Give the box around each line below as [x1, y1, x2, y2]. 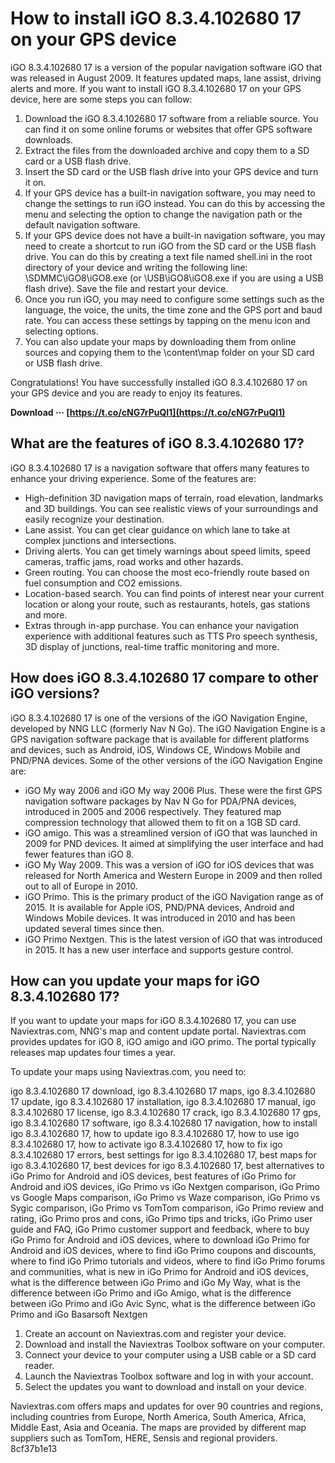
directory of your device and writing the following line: [24, 261, 248, 273]
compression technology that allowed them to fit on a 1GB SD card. [24, 816, 302, 828]
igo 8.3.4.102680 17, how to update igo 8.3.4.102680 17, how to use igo [10, 1128, 300, 1140]
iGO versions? [10, 685, 100, 702]
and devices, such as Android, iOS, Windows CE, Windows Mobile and [10, 743, 301, 756]
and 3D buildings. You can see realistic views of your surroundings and [24, 502, 319, 514]
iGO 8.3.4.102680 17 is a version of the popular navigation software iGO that [10, 61, 323, 73]
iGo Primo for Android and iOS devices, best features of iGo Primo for [10, 1170, 297, 1182]
